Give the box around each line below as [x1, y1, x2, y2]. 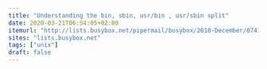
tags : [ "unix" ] [8, 41, 59, 49]
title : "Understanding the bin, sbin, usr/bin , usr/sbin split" [8, 11, 229, 20]
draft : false [8, 48, 52, 56]
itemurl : [8, 26, 37, 34]
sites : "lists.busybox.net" [8, 33, 102, 42]
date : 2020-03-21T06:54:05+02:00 [8, 19, 119, 27]
